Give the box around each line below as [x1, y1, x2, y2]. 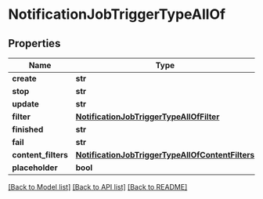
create [12, 73, 37, 84]
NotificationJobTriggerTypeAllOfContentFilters [75, 150, 255, 160]
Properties [8, 37, 61, 50]
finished [12, 124, 44, 135]
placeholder [12, 162, 58, 173]
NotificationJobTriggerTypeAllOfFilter [75, 111, 220, 122]
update [12, 99, 39, 109]
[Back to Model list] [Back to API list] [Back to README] [8, 183, 188, 191]
